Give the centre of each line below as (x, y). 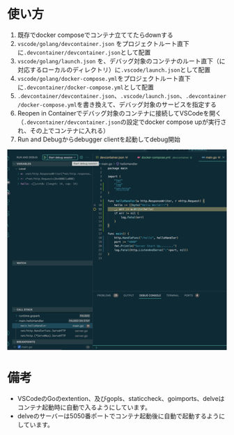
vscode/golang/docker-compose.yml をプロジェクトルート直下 (104, 78)
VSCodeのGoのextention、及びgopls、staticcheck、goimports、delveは (121, 398)
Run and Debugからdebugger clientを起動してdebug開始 (99, 139)
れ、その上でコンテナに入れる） (63, 130)
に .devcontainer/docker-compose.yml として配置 (86, 87)
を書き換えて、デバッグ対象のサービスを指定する (147, 104)
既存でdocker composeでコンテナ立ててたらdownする (95, 35)
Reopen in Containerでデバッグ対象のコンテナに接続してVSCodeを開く (119, 113)
